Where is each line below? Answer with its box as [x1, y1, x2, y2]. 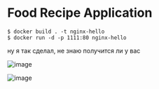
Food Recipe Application [7, 5, 153, 21]
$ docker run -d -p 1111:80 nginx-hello [7, 34, 127, 41]
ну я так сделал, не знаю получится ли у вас [7, 46, 141, 55]
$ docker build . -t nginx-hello [7, 28, 105, 35]
